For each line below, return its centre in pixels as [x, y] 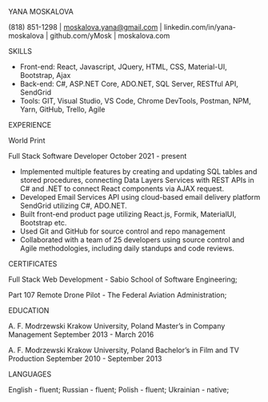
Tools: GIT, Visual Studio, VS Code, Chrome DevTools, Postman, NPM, [135, 101]
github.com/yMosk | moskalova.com [110, 36]
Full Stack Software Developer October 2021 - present [98, 156]
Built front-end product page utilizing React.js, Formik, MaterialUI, [128, 214]
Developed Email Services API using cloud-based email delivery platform [140, 197]
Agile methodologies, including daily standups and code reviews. [127, 248]
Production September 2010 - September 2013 [85, 359]
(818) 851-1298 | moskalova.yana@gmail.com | [85, 27]
